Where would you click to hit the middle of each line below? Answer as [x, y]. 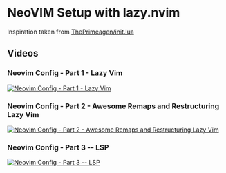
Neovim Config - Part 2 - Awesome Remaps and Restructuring [113, 106]
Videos [23, 53]
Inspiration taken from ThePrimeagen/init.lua [71, 32]
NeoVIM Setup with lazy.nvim [94, 13]
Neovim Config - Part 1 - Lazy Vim [65, 73]
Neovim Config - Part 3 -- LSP [58, 147]
